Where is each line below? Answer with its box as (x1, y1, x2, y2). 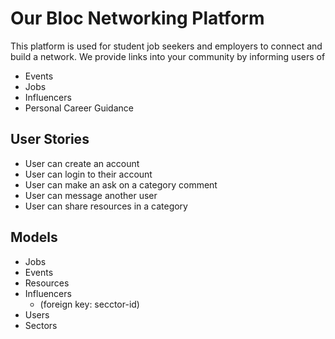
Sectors (24, 319, 58, 331)
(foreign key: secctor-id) (39, 298, 140, 310)
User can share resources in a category (24, 200, 188, 212)
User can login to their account (24, 168, 153, 180)
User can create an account (24, 157, 140, 169)
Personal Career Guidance (24, 102, 134, 114)
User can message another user (24, 189, 158, 201)
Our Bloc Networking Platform (10, 7, 265, 30)
